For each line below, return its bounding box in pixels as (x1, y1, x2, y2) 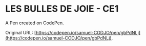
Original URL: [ (5, 29, 36, 35)
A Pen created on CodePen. (5, 20, 64, 26)
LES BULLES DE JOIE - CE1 (5, 3, 119, 15)
